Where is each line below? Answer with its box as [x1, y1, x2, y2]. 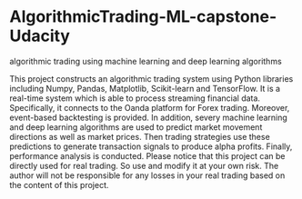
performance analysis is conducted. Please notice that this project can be [9, 150, 286, 161]
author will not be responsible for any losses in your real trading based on [9, 170, 286, 181]
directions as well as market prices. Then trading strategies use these [9, 131, 270, 142]
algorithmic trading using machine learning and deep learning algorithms [9, 55, 282, 66]
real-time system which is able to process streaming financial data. [9, 93, 261, 104]
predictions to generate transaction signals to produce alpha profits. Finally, [9, 141, 293, 152]
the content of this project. [9, 179, 109, 190]
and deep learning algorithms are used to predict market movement [9, 121, 263, 133]
